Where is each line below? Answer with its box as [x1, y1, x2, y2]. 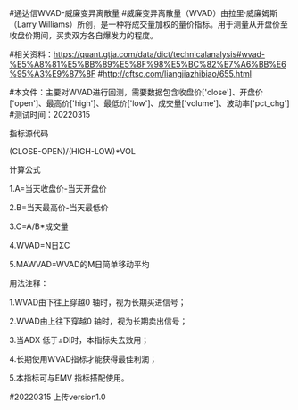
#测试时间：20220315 [9, 110, 91, 119]
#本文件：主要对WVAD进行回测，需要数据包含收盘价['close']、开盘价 [9, 87, 263, 97]
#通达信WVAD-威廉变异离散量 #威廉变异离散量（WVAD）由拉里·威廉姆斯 [9, 8, 278, 18]
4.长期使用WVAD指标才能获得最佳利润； [9, 354, 158, 364]
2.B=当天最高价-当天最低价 [9, 202, 109, 212]
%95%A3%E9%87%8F [9, 69, 96, 78]
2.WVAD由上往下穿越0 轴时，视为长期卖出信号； [9, 316, 188, 326]
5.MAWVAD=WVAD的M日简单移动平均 [9, 259, 150, 269]
